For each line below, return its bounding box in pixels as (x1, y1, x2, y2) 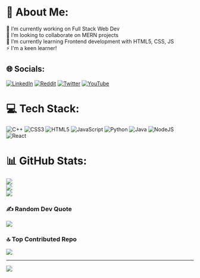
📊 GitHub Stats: (6, 154, 87, 168)
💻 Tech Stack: (6, 101, 80, 115)
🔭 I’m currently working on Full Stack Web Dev (6, 25, 120, 32)
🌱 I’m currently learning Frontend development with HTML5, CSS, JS (6, 38, 174, 45)
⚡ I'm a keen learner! (6, 44, 57, 51)
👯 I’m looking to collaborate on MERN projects (6, 31, 119, 38)
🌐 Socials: (6, 64, 45, 74)
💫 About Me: (6, 5, 69, 19)
